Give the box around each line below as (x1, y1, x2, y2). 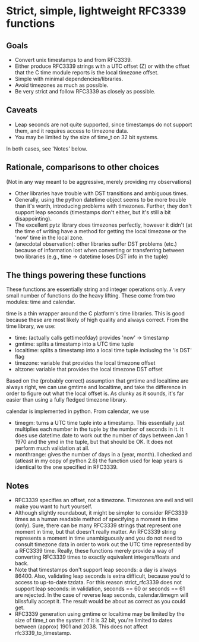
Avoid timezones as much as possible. (14, 82, 109, 89)
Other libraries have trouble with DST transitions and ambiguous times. (14, 189, 188, 197)
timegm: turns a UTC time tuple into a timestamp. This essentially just (14, 419, 185, 427)
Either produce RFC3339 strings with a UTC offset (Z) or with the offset (14, 62, 190, 70)
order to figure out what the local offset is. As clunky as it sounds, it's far (6, 390, 184, 397)
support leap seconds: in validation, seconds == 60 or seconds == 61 (14, 585, 185, 593)
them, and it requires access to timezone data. (14, 127, 129, 134)
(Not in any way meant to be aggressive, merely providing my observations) (6, 178, 192, 185)
